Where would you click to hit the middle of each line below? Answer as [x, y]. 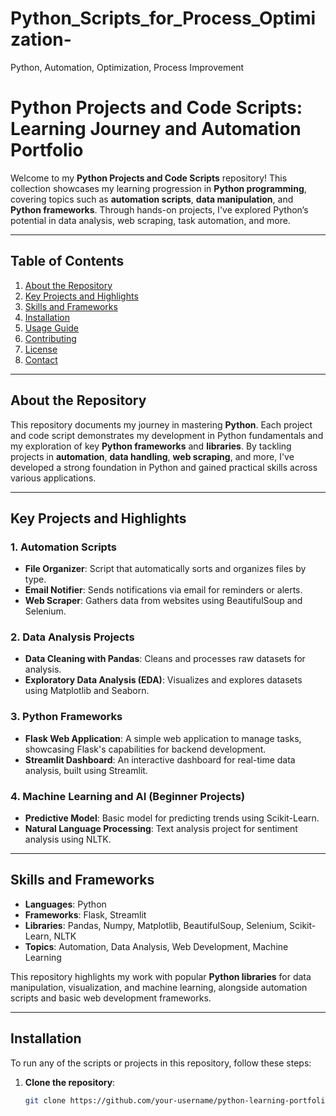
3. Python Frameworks [66, 717]
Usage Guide [51, 328]
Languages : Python [65, 904]
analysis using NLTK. [68, 839]
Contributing [50, 338]
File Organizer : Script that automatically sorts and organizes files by [165, 569]
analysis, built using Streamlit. [86, 770]
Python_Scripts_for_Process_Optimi [163, 18]
